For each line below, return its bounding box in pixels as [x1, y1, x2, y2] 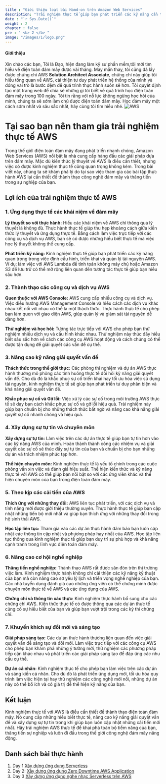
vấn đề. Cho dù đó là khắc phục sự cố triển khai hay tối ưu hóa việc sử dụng [5, 376, 160, 382]
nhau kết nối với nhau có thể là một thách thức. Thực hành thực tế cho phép [5, 306, 160, 311]
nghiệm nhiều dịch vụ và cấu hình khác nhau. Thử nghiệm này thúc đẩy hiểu [5, 331, 161, 337]
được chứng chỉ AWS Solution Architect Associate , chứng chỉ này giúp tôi [5, 72, 157, 78]
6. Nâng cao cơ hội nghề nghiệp [5, 554, 83, 560]
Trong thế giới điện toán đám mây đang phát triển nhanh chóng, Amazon [5, 148, 153, 154]
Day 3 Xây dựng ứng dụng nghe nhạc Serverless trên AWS [12, 774, 132, 780]
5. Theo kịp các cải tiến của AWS [5, 489, 85, 496]
